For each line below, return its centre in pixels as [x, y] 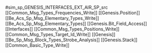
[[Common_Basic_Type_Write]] [37, 45]
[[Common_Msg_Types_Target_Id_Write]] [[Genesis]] [60, 34]
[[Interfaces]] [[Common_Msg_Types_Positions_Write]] [63, 29]
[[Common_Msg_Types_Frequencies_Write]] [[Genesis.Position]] [73, 13]
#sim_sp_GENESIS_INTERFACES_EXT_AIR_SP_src [56, 7]
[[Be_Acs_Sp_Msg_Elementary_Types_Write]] [52, 18]
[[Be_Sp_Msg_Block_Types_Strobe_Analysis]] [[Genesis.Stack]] [71, 40]
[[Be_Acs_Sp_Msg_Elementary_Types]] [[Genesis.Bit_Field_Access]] [76, 23]
